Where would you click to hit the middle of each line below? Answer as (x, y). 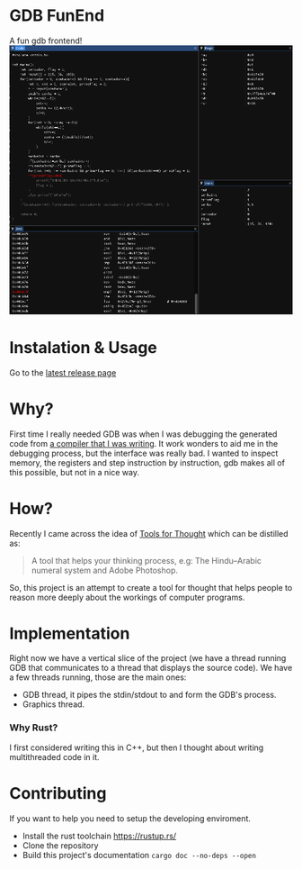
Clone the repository (60, 845)
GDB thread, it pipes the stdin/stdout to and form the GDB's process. (149, 695)
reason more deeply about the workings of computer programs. (127, 597)
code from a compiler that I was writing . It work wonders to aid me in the (144, 443)
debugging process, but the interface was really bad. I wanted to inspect (144, 453)
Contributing (58, 793)
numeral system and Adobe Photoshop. (104, 570)
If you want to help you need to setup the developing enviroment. (130, 818)
